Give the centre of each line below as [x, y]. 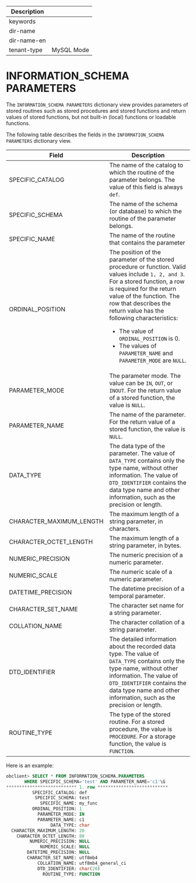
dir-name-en [28, 40]
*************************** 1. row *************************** [87, 787]
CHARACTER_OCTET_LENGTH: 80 [50, 836]
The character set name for [146, 605]
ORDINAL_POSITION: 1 [57, 809]
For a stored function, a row [147, 281]
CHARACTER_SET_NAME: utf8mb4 [62, 858]
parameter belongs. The [142, 180]
